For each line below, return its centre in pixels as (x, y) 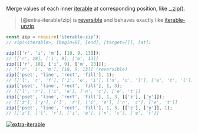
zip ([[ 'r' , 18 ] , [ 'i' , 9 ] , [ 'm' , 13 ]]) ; (57, 64)
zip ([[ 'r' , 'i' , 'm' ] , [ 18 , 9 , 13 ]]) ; (54, 53)
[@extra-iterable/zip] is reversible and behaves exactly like (92, 20)
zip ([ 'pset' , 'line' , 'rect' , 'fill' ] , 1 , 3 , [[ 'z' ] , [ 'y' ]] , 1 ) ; (89, 108)
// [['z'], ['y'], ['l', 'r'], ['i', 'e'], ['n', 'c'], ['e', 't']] (92, 102)
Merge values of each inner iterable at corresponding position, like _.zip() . (96, 9)
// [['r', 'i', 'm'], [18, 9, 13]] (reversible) (67, 69)
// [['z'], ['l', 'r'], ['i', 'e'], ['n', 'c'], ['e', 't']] (83, 113)
